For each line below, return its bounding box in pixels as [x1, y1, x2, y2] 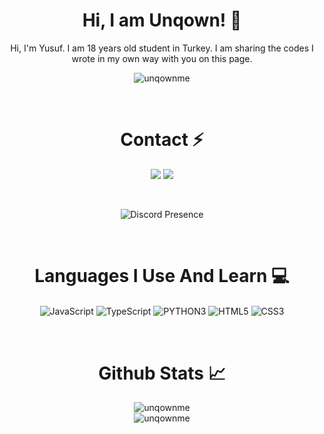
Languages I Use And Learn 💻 [34, 265, 290, 288]
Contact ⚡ [120, 129, 204, 151]
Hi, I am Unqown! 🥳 [82, 9, 242, 32]
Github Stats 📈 [98, 362, 226, 384]
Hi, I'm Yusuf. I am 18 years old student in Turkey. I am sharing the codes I [10, 42, 314, 54]
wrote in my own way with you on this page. [71, 52, 253, 64]
